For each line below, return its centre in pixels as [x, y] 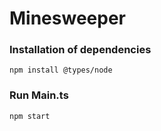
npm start [30, 116]
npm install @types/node [61, 70]
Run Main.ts [39, 95]
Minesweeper [67, 18]
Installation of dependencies [80, 50]
